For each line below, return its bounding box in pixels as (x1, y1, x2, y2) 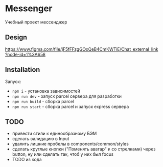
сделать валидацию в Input (12, 136, 70, 142)
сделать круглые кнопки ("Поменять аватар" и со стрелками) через (12, 146, 156, 152)
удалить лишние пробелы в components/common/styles (12, 141, 129, 147)
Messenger (5, 3, 53, 14)
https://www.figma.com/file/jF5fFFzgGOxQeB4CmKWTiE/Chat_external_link (5, 46, 159, 52)
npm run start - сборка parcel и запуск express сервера (12, 104, 129, 109)
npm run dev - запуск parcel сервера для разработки (12, 93, 122, 99)
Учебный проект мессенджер (5, 19, 68, 25)
